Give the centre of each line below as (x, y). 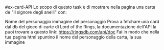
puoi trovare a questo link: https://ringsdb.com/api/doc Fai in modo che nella (82, 32)
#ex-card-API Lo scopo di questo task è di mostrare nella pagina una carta (80, 7)
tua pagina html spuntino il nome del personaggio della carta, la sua (73, 37)
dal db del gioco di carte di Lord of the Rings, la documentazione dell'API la (81, 27)
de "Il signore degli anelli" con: (36, 12)
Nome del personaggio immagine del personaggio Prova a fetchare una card (82, 22)
